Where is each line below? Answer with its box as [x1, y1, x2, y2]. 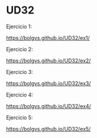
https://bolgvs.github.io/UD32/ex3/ [6, 80, 91, 87]
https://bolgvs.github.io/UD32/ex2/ [6, 57, 91, 64]
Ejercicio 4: [6, 91, 34, 98]
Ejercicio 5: [6, 114, 34, 121]
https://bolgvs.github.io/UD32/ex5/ [6, 125, 91, 132]
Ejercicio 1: [6, 23, 32, 30]
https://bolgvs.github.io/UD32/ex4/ [6, 102, 91, 109]
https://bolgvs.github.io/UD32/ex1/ [6, 34, 90, 41]
